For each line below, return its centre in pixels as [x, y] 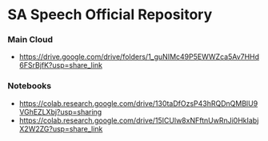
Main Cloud [30, 40]
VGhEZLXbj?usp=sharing [60, 112]
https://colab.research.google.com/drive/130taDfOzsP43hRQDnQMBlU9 [138, 103]
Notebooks [30, 86]
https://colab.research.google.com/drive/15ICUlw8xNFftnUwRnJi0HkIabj [139, 120]
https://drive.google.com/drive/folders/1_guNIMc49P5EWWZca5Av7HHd [139, 57]
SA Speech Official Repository [110, 15]
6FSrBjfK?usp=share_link [61, 65]
